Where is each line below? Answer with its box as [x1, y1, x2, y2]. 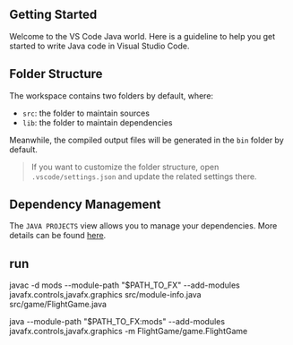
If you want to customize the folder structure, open [30, 161, 220, 172]
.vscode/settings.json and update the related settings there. [30, 170, 257, 182]
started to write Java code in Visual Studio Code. [9, 40, 190, 51]
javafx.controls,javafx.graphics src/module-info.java [9, 289, 202, 300]
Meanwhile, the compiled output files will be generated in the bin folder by [9, 134, 284, 145]
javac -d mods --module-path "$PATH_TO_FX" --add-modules [9, 280, 240, 290]
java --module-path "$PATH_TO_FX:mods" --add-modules [9, 316, 226, 327]
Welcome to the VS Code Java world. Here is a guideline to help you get [9, 30, 276, 41]
